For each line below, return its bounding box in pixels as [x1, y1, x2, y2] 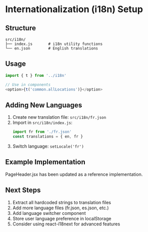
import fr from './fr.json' [12, 129, 72, 134]
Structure [5, 24, 36, 32]
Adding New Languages [5, 101, 82, 109]
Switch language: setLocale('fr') [12, 143, 84, 149]
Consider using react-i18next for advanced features [12, 221, 120, 227]
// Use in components [5, 82, 51, 87]
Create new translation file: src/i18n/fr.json [12, 114, 107, 120]
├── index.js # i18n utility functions [5, 41, 103, 47]
